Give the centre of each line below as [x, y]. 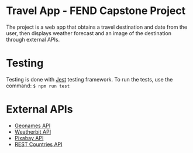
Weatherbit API [33, 132]
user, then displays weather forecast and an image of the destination [89, 33]
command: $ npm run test [38, 86]
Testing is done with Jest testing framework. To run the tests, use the [89, 79]
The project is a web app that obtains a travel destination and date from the [97, 27]
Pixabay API [29, 138]
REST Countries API [38, 144]
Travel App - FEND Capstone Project [96, 11]
